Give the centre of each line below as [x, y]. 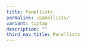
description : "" [27, 29]
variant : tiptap [27, 23]
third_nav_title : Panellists [43, 35]
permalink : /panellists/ [38, 18]
